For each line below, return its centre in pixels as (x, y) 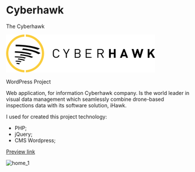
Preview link (21, 152)
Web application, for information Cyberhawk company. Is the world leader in (98, 93)
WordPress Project (29, 82)
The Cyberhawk (25, 26)
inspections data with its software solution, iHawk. (67, 105)
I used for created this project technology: (57, 117)
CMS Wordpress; (35, 140)
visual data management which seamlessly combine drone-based (85, 99)
